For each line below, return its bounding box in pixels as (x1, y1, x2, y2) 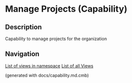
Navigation (5, 50, 39, 58)
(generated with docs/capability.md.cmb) (5, 72, 89, 78)
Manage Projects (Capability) (5, 3, 128, 15)
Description (5, 23, 42, 31)
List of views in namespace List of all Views (5, 62, 94, 69)
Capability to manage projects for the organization (5, 36, 107, 41)
